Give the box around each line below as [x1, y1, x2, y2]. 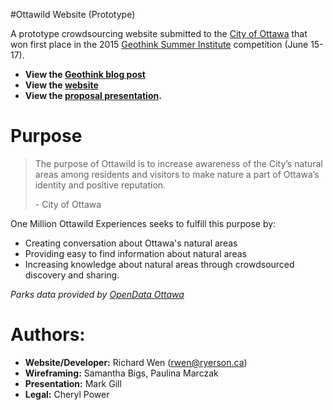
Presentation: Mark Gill [24, 377, 122, 389]
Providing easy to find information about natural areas [24, 247, 247, 259]
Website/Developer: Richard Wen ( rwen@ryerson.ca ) [24, 356, 248, 368]
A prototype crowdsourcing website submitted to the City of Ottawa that [10, 28, 308, 39]
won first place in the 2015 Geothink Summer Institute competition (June [10, 39, 309, 50]
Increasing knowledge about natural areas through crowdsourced [24, 258, 295, 270]
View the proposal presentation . [24, 90, 162, 101]
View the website [24, 79, 99, 91]
